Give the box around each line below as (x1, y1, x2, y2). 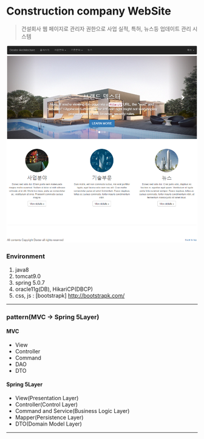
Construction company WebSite (6, 4, 172, 18)
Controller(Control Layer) (15, 401, 78, 408)
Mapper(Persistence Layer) (15, 413, 84, 421)
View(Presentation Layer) (15, 394, 79, 401)
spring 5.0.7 (15, 279, 46, 286)
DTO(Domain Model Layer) (15, 420, 82, 427)
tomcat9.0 (15, 272, 41, 280)
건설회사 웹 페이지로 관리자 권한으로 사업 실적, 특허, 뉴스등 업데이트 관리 (21, 25, 191, 32)
